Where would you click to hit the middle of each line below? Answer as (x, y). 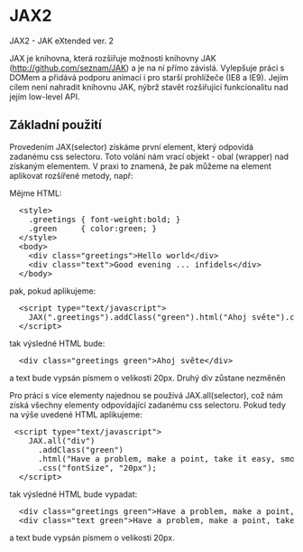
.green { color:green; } (93, 228)
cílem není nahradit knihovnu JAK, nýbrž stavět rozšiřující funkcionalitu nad (149, 87)
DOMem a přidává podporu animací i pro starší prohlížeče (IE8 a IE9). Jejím (149, 77)
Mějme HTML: (36, 193)
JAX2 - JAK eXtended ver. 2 (62, 41)
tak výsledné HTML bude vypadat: (73, 494)
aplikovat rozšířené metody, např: (71, 175)
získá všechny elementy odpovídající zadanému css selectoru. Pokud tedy (148, 405)
